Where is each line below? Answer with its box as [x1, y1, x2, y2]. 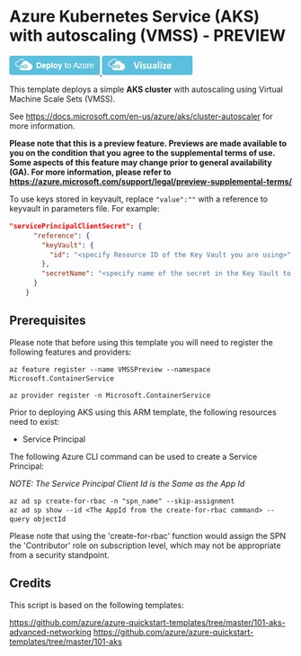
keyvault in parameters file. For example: [9, 202, 160, 213]
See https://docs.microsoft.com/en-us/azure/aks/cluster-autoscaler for [9, 111, 274, 121]
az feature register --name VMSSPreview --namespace [9, 364, 211, 374]
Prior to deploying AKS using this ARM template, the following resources [9, 407, 277, 418]
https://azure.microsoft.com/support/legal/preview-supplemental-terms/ [9, 175, 293, 186]
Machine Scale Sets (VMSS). [9, 93, 116, 104]
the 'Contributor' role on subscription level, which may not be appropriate [9, 540, 281, 551]
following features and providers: [9, 346, 132, 357]
